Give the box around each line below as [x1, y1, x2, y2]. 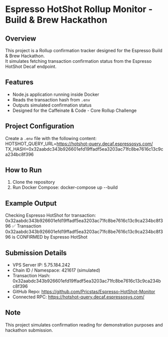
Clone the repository [12, 179, 55, 185]
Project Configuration [5, 122, 74, 131]
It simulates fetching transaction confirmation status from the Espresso [5, 58, 152, 64]
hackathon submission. [5, 327, 53, 333]
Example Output [5, 199, 57, 207]
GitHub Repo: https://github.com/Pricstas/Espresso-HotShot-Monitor [12, 289, 155, 295]
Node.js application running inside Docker [12, 91, 99, 97]
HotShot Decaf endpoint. [5, 64, 57, 69]
